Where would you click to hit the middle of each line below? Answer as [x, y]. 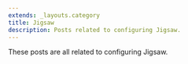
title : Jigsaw [31, 23]
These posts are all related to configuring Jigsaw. [88, 52]
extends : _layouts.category [54, 15]
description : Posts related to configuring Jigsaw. [94, 30]
